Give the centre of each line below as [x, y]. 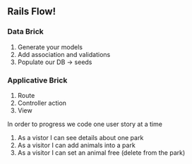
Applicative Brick [37, 80]
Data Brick [25, 32]
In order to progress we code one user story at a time [85, 124]
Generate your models [50, 47]
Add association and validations [64, 54]
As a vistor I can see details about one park [80, 137]
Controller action [42, 103]
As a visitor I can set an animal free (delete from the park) [101, 152]
